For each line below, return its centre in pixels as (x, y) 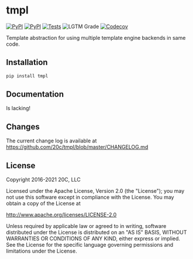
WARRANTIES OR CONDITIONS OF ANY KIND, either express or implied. (93, 238)
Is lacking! (18, 108)
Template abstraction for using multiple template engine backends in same (96, 38)
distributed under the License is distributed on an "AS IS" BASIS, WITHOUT (96, 233)
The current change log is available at (51, 141)
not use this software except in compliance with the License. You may (90, 197)
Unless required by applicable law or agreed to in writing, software (86, 226)
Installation (27, 62)
